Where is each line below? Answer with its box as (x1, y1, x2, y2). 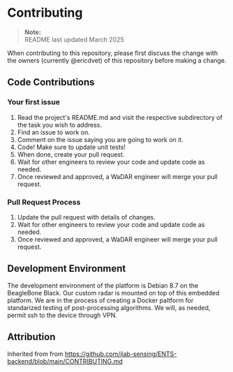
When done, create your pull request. (17, 150, 125, 158)
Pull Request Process (7, 197, 81, 207)
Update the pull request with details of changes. (17, 212, 156, 221)
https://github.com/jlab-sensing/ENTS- (65, 350, 177, 358)
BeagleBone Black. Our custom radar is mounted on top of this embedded (7, 288, 220, 297)
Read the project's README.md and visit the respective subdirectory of (17, 113, 223, 121)
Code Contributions (7, 77, 96, 88)
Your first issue (7, 98, 61, 107)
